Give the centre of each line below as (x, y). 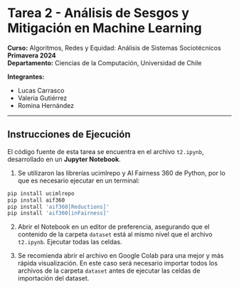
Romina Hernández (46, 105)
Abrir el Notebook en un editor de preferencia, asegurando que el (113, 227)
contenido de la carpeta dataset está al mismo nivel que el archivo (115, 234)
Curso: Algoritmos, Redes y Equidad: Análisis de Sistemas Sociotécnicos (115, 48)
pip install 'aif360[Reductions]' (59, 207)
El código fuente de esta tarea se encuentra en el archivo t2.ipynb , (106, 151)
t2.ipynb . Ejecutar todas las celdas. (70, 242)
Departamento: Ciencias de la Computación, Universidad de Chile (105, 62)
